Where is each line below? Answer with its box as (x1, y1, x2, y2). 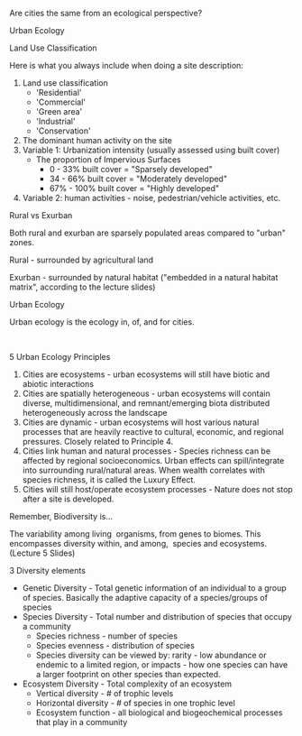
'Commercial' (35, 97, 86, 107)
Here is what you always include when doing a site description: (9, 60, 243, 70)
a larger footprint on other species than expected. (35, 669, 221, 679)
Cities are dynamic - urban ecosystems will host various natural (22, 417, 260, 428)
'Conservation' (35, 125, 92, 136)
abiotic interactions (22, 379, 95, 389)
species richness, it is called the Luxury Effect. (22, 474, 197, 485)
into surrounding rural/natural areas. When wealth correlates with (22, 465, 266, 475)
